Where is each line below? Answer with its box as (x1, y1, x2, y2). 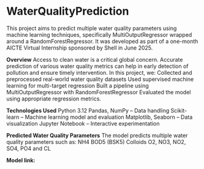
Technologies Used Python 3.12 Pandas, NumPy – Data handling (6, 107, 170, 114)
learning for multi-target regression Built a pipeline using (6, 81, 149, 89)
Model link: (6, 156, 36, 163)
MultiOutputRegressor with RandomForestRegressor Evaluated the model (6, 88, 191, 96)
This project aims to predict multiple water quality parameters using (6, 24, 177, 32)
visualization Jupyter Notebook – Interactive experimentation (6, 119, 160, 127)
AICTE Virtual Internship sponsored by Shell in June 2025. (6, 44, 153, 51)
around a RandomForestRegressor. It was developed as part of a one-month (6, 37, 198, 45)
